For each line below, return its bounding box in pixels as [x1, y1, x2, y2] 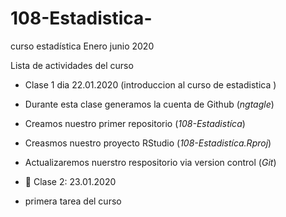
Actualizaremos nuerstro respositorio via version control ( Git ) [24, 156, 277, 168]
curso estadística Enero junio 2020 [10, 40, 155, 52]
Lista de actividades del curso [10, 59, 134, 71]
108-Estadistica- [10, 7, 153, 30]
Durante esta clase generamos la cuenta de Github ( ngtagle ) [24, 98, 275, 110]
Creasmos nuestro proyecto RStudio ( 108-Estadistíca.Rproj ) [24, 137, 272, 149]
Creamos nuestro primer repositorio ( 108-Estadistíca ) [24, 117, 246, 129]
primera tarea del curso [24, 195, 122, 207]
